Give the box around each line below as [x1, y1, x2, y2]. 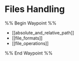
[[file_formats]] [11, 35, 43, 41]
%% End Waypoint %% [4, 50, 53, 56]
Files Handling [4, 3, 65, 15]
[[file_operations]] [11, 40, 49, 46]
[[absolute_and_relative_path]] [11, 29, 75, 35]
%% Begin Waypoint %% [4, 20, 57, 26]
